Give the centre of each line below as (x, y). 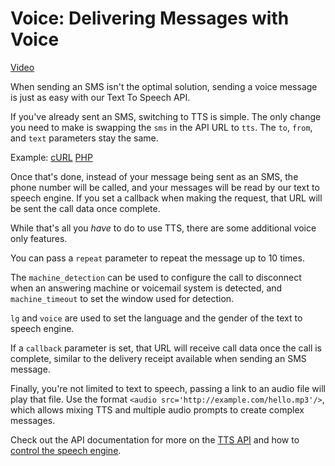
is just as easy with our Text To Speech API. (100, 97)
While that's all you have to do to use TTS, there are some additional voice (163, 228)
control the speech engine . (66, 450)
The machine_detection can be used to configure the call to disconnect (156, 277)
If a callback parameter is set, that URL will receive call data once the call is (166, 348)
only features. (39, 238)
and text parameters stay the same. (84, 138)
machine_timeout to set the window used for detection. (122, 298)
